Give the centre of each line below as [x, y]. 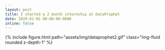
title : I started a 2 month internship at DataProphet [63, 14]
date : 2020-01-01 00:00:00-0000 [38, 19]
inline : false [20, 23]
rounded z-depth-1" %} [29, 43]
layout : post [18, 10]
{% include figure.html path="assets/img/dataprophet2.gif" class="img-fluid [82, 37]
